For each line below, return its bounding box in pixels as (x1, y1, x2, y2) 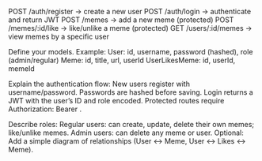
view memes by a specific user (8, 32, 109, 41)
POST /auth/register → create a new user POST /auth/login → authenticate (8, 7, 252, 16)
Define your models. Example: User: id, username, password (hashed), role (8, 47, 253, 56)
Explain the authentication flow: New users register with (8, 79, 190, 88)
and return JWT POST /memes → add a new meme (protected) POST (8, 15, 234, 24)
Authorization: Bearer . (8, 104, 82, 114)
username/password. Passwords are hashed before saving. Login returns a (8, 88, 253, 97)
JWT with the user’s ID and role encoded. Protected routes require (8, 96, 225, 105)
